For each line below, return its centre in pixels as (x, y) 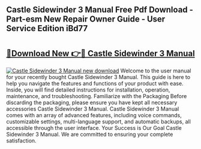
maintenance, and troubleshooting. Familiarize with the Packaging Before (97, 96)
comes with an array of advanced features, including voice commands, (94, 115)
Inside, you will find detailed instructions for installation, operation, (88, 90)
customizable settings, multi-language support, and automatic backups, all (98, 121)
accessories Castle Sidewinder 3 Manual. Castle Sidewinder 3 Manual (93, 109)
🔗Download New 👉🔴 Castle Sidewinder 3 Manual (100, 53)
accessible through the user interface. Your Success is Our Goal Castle (94, 128)
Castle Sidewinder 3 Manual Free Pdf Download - (100, 10)
